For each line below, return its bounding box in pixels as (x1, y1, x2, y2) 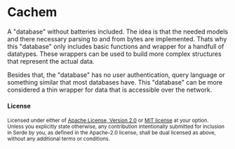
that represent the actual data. (7, 57, 95, 65)
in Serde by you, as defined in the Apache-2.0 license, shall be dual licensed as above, (7, 129, 216, 136)
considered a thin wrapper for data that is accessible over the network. (7, 85, 213, 94)
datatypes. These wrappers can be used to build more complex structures (7, 50, 222, 58)
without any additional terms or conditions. (7, 136, 110, 143)
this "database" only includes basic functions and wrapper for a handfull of (7, 42, 224, 50)
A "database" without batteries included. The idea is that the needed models (7, 27, 229, 36)
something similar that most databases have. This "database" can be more (7, 78, 223, 86)
